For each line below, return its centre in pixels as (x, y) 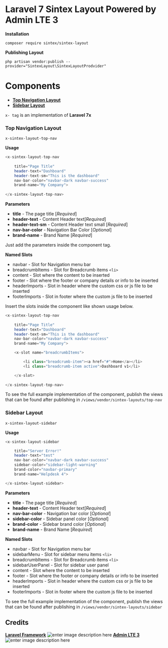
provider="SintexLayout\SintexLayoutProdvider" (56, 66)
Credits (17, 623)
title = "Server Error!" (38, 451)
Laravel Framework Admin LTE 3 (72, 634)
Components (33, 86)
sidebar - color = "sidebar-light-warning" (56, 465)
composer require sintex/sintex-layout (47, 43)
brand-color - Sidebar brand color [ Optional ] (59, 524)
